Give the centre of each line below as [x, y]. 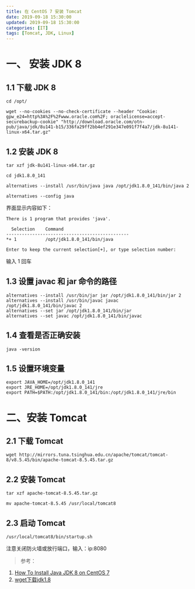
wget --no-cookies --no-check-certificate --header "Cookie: [82, 112]
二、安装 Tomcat [47, 418]
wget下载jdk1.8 [33, 580]
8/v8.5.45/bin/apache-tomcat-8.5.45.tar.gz [60, 460]
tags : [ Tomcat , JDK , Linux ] [40, 33]
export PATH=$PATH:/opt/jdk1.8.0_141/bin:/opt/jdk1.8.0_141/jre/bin [91, 393]
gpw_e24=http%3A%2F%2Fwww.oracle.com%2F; [57, 117]
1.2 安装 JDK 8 [32, 151]
